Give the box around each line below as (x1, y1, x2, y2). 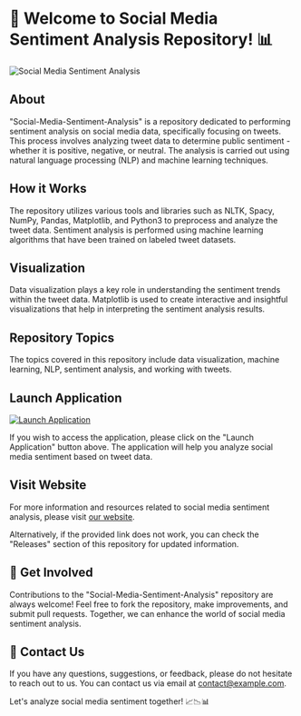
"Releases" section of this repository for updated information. (9, 538, 239, 549)
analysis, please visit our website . (9, 511, 135, 522)
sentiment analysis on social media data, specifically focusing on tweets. (9, 125, 282, 136)
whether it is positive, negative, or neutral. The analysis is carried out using (9, 144, 290, 155)
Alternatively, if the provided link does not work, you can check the (9, 529, 260, 540)
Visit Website (9, 477, 87, 493)
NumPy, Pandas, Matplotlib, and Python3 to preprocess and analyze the (9, 214, 278, 225)
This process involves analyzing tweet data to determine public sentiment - (9, 135, 291, 146)
